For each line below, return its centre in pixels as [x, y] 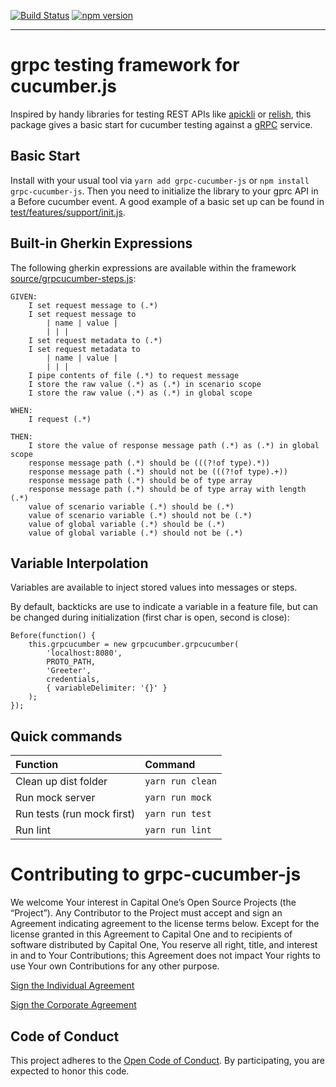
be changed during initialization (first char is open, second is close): [150, 617]
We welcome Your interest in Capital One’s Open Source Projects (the [153, 902]
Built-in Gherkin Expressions [101, 243]
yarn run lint [178, 830]
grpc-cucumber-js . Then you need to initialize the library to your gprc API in [164, 191]
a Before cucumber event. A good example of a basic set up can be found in [167, 201]
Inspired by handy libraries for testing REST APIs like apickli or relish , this [161, 114]
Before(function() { [53, 636]
